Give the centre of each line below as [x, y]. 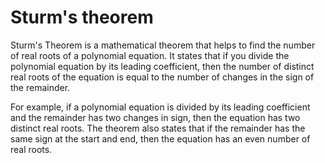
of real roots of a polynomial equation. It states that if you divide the [150, 55]
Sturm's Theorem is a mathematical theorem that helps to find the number [163, 45]
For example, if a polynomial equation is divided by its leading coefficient [160, 107]
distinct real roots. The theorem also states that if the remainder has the [158, 128]
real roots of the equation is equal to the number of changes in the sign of [162, 77]
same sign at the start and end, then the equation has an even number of [160, 138]
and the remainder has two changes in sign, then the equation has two [155, 117]
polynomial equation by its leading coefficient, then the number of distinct [162, 66]
